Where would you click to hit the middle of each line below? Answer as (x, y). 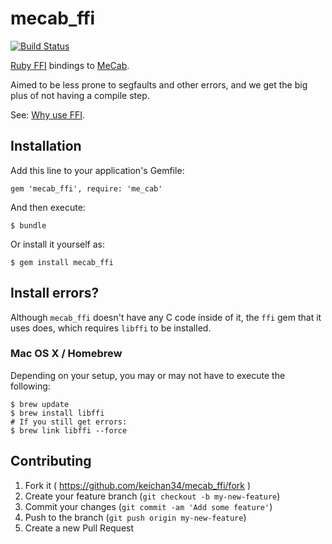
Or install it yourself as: (57, 244)
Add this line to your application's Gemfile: (97, 170)
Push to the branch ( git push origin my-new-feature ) (135, 517)
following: (30, 386)
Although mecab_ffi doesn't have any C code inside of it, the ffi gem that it (166, 317)
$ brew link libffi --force (69, 430)
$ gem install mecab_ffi (62, 262)
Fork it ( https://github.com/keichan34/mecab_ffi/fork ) (137, 485)
